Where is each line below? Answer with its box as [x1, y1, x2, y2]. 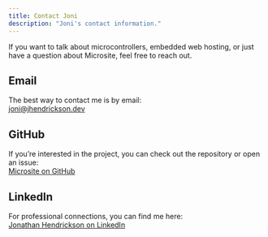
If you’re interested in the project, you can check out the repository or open [8, 149, 261, 159]
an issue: [8, 157, 39, 167]
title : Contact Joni [8, 11, 79, 20]
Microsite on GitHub [8, 166, 76, 176]
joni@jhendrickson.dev [8, 104, 85, 114]
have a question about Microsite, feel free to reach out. [8, 50, 192, 60]
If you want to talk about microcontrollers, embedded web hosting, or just [8, 41, 254, 51]
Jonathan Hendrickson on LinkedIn [8, 220, 126, 230]
